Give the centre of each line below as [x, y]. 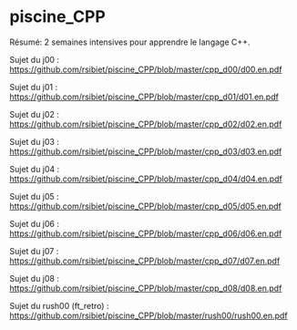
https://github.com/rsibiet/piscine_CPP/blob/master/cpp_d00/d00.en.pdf [146, 69]
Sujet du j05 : [34, 196]
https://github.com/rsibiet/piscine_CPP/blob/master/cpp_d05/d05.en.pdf [146, 206]
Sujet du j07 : [34, 251]
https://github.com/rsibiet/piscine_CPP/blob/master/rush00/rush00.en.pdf [149, 315]
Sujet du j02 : [34, 114]
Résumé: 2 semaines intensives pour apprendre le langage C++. [130, 42]
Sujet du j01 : [34, 87]
